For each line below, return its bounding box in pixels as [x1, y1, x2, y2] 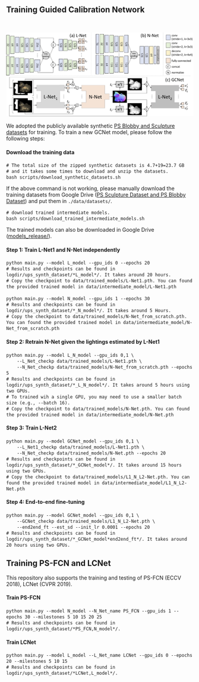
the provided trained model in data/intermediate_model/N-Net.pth [6, 412, 174, 418]
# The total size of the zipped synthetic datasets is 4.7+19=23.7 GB [6, 163, 185, 169]
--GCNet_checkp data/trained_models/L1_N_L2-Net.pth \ [17, 518, 156, 524]
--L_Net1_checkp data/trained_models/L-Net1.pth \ [17, 444, 145, 450]
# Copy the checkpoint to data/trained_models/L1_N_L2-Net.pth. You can [6, 474, 190, 480]
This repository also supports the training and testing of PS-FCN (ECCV [6, 574, 181, 581]
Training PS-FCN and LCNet [6, 558, 111, 568]
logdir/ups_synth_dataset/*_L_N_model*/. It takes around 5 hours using [6, 382, 190, 388]
